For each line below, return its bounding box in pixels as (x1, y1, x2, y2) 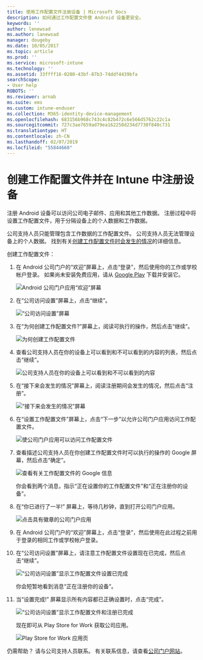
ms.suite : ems (7, 99, 43, 105)
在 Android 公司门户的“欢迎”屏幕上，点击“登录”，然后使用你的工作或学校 (15, 263, 198, 271)
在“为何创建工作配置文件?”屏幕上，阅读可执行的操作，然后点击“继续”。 (15, 322, 193, 330)
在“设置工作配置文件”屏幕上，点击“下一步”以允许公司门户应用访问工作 (15, 415, 191, 423)
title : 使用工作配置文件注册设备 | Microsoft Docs (7, 9, 127, 15)
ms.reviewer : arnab (7, 94, 57, 100)
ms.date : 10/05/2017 (7, 43, 60, 49)
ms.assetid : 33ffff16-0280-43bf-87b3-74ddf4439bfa (7, 71, 138, 77)
